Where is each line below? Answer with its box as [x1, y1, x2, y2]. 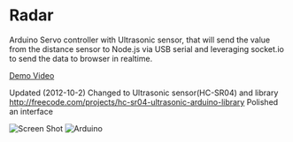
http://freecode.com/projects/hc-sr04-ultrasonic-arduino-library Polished [9, 96, 279, 107]
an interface [9, 106, 53, 116]
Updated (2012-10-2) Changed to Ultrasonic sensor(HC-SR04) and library [9, 87, 279, 98]
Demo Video [9, 70, 55, 80]
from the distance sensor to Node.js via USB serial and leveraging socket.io [9, 43, 285, 54]
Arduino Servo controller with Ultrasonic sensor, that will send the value [9, 34, 271, 45]
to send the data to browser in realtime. [9, 53, 153, 64]
